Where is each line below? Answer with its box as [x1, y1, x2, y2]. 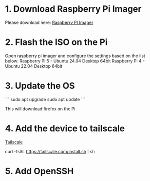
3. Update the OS [5, 80, 75, 91]
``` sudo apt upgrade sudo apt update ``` [5, 96, 86, 102]
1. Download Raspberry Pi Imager [5, 3, 142, 15]
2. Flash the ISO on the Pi [5, 37, 108, 48]
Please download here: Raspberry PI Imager [5, 20, 94, 25]
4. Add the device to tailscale [5, 123, 125, 134]
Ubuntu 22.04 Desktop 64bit [5, 63, 62, 69]
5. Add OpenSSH [5, 165, 74, 177]
